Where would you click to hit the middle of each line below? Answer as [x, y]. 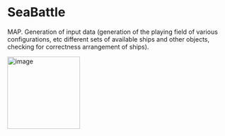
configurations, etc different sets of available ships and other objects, [109, 39]
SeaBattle [36, 12]
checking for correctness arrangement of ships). [78, 47]
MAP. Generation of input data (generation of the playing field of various [112, 32]
